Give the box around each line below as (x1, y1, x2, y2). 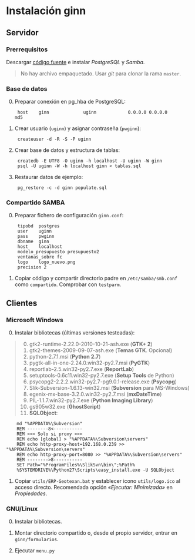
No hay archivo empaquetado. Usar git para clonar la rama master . (20, 69, 181, 77)
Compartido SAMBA (6, 198, 65, 207)
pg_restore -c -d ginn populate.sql (17, 185, 107, 191)
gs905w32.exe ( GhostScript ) (29, 403, 101, 410)
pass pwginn (17, 234, 55, 240)
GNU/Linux (6, 505, 38, 513)
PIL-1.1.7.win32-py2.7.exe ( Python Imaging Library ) (29, 397, 153, 404)
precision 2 (17, 264, 47, 270)
